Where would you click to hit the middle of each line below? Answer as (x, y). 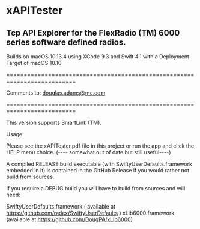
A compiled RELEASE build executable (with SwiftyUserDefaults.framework (99, 164)
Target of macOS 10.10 (34, 63)
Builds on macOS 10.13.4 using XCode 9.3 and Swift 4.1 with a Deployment (98, 57)
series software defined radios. (66, 42)
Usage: (15, 134)
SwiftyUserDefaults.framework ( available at (61, 206)
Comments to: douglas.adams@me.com (56, 93)
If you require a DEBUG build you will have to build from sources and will (96, 188)
